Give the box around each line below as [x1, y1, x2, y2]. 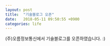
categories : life [5, 21, 42, 26]
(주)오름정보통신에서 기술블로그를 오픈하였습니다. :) [5, 35, 105, 41]
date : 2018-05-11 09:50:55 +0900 [5, 16, 80, 21]
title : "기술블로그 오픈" [5, 12, 54, 17]
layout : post [5, 7, 33, 12]
